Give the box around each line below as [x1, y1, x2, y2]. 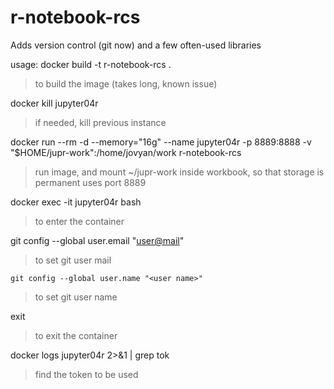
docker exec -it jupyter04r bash [10, 196, 142, 208]
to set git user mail [34, 254, 112, 266]
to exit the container [34, 329, 118, 341]
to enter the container [34, 215, 125, 227]
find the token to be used [34, 368, 139, 380]
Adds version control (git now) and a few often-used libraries [10, 39, 262, 51]
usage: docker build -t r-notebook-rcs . [10, 58, 172, 70]
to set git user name [34, 291, 118, 303]
